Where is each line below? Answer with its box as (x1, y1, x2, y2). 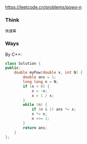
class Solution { (5, 61, 41, 66)
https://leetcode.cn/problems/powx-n (5, 4, 82, 10)
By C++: (5, 51, 22, 57)
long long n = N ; (23, 79, 58, 85)
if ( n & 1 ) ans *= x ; (31, 107, 77, 112)
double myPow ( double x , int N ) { (14, 70, 83, 75)
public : (5, 65, 21, 71)
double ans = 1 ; (23, 75, 56, 80)
